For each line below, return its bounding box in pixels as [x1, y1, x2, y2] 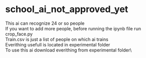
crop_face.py [5, 31, 33, 37]
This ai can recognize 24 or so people [5, 20, 85, 26]
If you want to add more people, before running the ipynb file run [5, 25, 141, 31]
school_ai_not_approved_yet [5, 4, 129, 15]
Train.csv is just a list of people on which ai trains [5, 36, 108, 42]
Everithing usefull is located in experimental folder [5, 41, 110, 47]
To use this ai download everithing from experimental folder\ [5, 47, 132, 53]
